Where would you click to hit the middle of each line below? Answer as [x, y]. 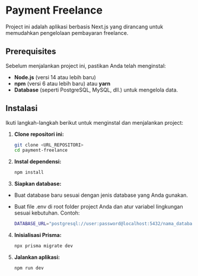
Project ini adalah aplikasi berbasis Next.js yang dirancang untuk [84, 27]
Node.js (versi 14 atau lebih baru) [55, 77]
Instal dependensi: [38, 162]
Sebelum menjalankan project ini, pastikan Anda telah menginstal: [86, 66]
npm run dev [29, 268]
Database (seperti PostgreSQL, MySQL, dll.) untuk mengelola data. [96, 90]
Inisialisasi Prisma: [38, 235]
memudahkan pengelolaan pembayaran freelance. [67, 33]
